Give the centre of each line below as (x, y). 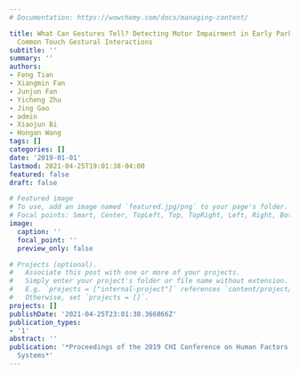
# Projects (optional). (53, 264)
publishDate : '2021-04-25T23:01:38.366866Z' (93, 314)
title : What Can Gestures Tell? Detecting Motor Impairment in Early (141, 33)
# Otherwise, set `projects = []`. (79, 297)
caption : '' (40, 232)
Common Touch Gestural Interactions (85, 42)
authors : (25, 67)
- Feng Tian (31, 75)
